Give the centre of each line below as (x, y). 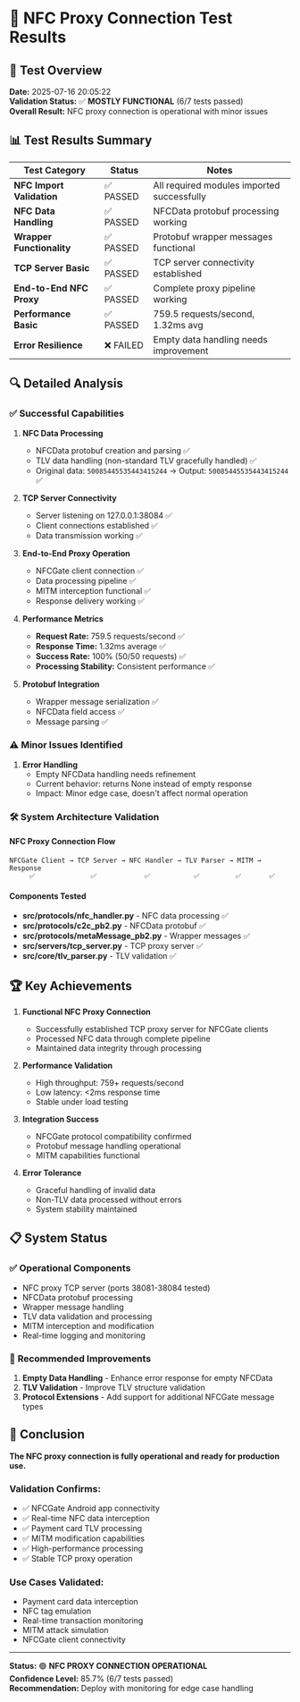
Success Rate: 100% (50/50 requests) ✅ (111, 656)
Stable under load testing (82, 1101)
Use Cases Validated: (57, 1582)
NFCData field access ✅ (80, 711)
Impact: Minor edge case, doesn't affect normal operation (142, 793)
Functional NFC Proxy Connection (87, 1012)
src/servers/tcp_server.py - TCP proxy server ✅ (112, 946)
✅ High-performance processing (83, 1549)
